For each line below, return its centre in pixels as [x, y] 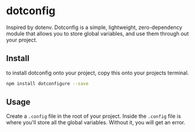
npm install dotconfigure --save [47, 83]
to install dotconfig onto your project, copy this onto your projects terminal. [97, 73]
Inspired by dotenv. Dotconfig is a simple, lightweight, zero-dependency [94, 27]
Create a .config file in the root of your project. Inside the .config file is [94, 116]
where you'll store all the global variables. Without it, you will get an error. [96, 123]
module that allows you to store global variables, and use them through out [97, 33]
